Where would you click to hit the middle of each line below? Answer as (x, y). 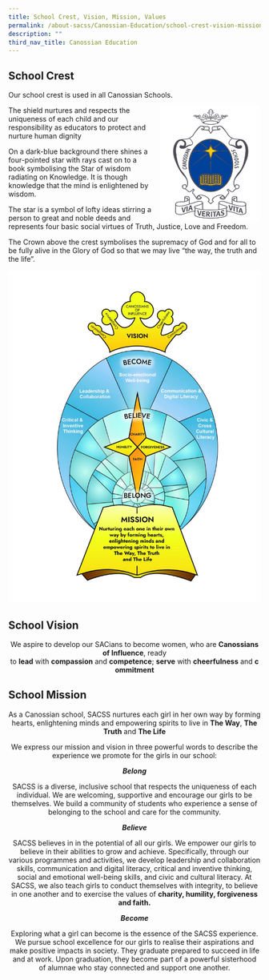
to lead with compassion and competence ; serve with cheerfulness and (132, 661)
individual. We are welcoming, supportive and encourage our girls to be (134, 795)
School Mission (48, 695)
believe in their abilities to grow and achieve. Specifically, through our (134, 851)
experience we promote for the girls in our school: (134, 755)
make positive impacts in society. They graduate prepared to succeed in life (134, 950)
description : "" (35, 34)
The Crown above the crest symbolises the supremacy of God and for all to (132, 242)
